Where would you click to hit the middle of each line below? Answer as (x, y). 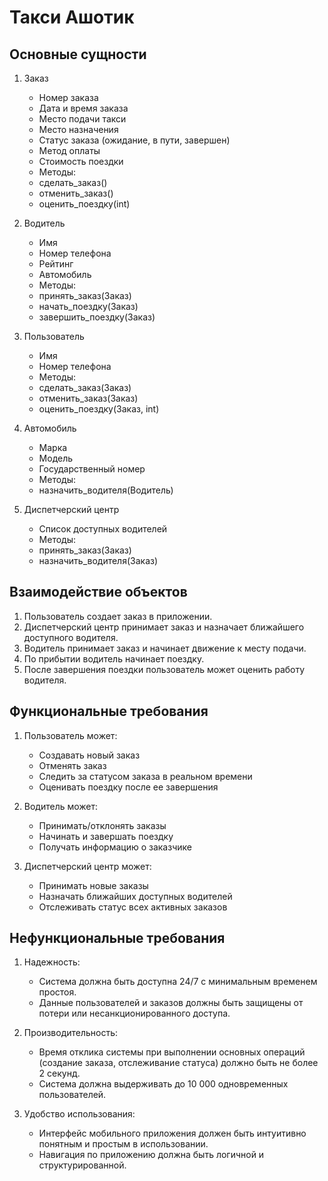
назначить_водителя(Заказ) (98, 560)
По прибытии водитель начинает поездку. (114, 658)
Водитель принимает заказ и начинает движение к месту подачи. (165, 648)
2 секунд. (59, 1073)
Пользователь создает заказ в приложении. (118, 616)
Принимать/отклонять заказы (102, 825)
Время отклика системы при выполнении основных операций (172, 1052)
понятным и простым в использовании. (123, 1144)
